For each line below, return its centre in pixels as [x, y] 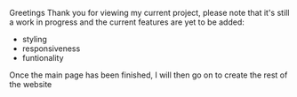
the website [31, 84]
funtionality [43, 58]
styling [34, 39]
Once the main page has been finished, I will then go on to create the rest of [148, 75]
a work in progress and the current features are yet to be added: [127, 22]
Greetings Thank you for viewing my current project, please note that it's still [149, 13]
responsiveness [51, 48]
